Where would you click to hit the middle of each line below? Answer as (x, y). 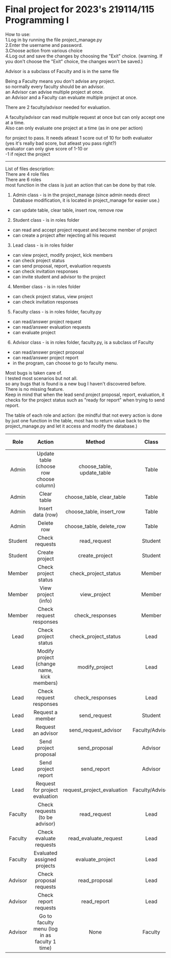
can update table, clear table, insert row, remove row (68, 210)
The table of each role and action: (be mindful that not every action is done (84, 415)
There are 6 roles (23, 179)
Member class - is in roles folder (47, 286)
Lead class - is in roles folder (43, 245)
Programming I (37, 20)
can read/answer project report (46, 357)
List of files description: (30, 169)
